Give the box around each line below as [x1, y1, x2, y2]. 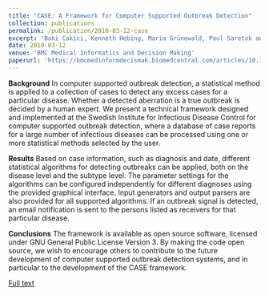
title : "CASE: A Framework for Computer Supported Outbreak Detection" [8, 11, 252, 20]
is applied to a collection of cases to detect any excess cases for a [8, 87, 228, 96]
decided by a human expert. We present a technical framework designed [8, 103, 249, 113]
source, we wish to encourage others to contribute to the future [8, 245, 219, 255]
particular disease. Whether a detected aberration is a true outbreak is [8, 95, 240, 105]
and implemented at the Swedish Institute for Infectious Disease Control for [8, 112, 256, 122]
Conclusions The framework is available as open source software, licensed [8, 228, 258, 238]
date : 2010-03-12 [8, 42, 66, 50]
